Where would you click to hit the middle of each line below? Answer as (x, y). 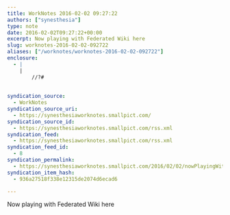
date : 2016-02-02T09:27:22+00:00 (55, 33)
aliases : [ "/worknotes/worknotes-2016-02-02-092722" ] (86, 52)
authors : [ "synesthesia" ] (44, 20)
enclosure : (23, 58)
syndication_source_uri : (42, 109)
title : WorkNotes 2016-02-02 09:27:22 (62, 13)
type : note (23, 26)
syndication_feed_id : (38, 147)
